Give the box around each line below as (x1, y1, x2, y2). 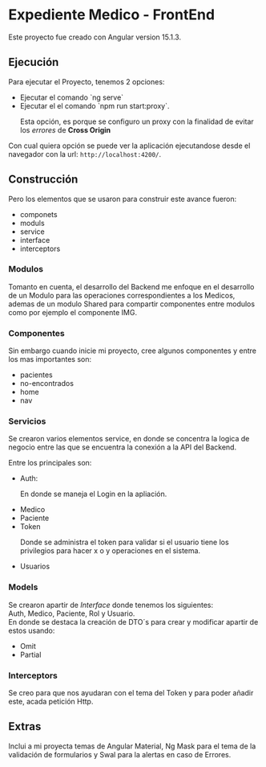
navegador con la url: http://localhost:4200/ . (8, 149, 162, 158)
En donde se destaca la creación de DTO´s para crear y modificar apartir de (8, 617, 259, 626)
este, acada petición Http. (8, 697, 94, 707)
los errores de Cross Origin (19, 125, 111, 134)
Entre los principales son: (8, 458, 92, 468)
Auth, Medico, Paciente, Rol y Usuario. (8, 609, 135, 618)
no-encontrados (19, 379, 75, 388)
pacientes (19, 370, 54, 379)
